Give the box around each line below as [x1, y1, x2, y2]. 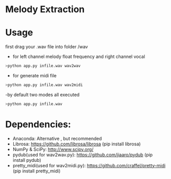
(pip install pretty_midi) [12, 168, 61, 174]
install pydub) [12, 157, 42, 163]
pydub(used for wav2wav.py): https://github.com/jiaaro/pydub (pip [12, 152, 153, 158]
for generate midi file [12, 73, 57, 78]
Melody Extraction [5, 4, 85, 15]
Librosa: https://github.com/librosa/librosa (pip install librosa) [12, 141, 141, 147]
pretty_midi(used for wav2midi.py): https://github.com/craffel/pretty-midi [12, 162, 166, 168]
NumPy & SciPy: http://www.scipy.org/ [12, 146, 94, 152]
